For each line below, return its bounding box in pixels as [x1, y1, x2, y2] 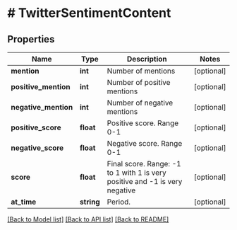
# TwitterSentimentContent [7, 5, 171, 21]
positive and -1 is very [107, 177, 183, 186]
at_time [11, 197, 37, 207]
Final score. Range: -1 [107, 159, 181, 168]
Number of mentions [107, 66, 176, 76]
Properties [7, 33, 55, 45]
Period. [107, 197, 131, 207]
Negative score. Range [107, 139, 183, 148]
